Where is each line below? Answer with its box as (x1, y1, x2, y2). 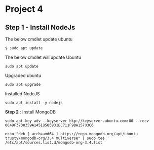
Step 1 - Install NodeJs (5, 23, 76, 32)
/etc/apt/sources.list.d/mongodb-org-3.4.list (5, 140, 103, 145)
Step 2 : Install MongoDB (5, 109, 56, 114)
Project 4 (5, 3, 43, 15)
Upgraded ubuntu (5, 73, 41, 78)
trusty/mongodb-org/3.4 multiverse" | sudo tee (5, 136, 105, 141)
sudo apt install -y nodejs (5, 100, 63, 105)
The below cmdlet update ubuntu (5, 36, 73, 42)
